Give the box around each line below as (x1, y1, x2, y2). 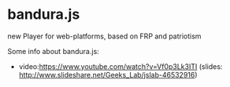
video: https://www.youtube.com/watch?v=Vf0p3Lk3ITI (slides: (18, 61, 223, 71)
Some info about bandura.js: (7, 46, 99, 56)
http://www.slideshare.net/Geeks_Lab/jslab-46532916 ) (18, 70, 198, 79)
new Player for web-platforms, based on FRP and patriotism (7, 31, 202, 41)
